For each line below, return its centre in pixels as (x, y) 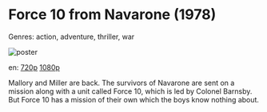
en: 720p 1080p (34, 67)
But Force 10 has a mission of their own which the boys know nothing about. (134, 99)
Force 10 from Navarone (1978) (112, 15)
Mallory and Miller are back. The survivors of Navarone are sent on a (122, 83)
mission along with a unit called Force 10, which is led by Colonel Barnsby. (130, 91)
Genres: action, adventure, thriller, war (72, 37)
